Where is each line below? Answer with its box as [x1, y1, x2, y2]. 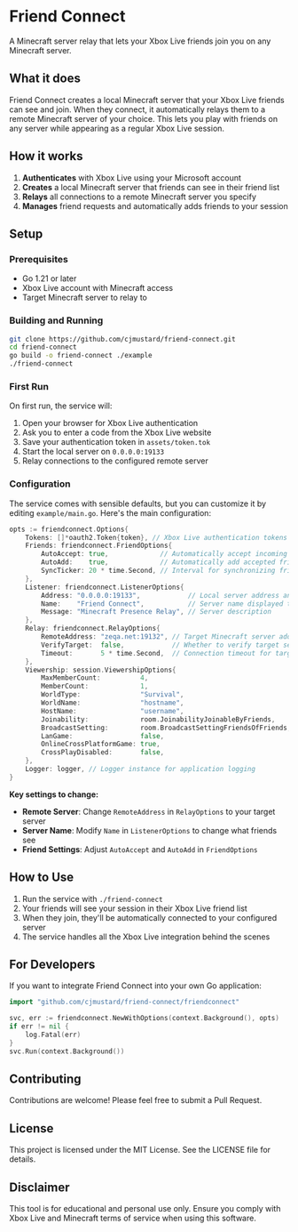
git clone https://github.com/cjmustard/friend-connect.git [9, 334, 237, 343]
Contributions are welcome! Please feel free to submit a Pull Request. [9, 1095, 263, 1106]
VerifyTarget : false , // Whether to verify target [41, 640, 279, 649]
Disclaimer [9, 1180, 70, 1195]
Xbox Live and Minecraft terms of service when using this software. [9, 1212, 257, 1224]
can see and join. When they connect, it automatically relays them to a [9, 104, 266, 115]
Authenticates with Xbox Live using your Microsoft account [21, 172, 242, 183]
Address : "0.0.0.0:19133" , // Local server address [41, 591, 279, 600]
